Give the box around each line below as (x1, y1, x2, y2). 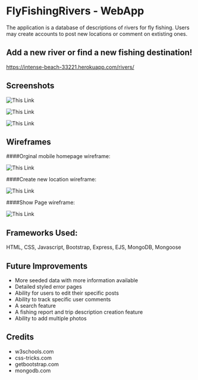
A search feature (14, 302, 56, 309)
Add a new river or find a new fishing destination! (6, 48, 193, 58)
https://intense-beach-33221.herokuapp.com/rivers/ (6, 63, 135, 70)
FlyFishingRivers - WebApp (6, 4, 144, 18)
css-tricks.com (14, 354, 52, 362)
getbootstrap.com (14, 360, 59, 367)
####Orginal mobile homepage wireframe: (6, 153, 111, 160)
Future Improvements (6, 261, 88, 271)
